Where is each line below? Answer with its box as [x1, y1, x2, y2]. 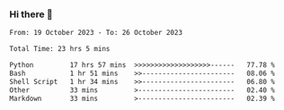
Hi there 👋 [9, 8, 54, 21]
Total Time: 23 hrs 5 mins [9, 45, 111, 54]
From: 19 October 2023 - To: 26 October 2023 [9, 29, 182, 38]
